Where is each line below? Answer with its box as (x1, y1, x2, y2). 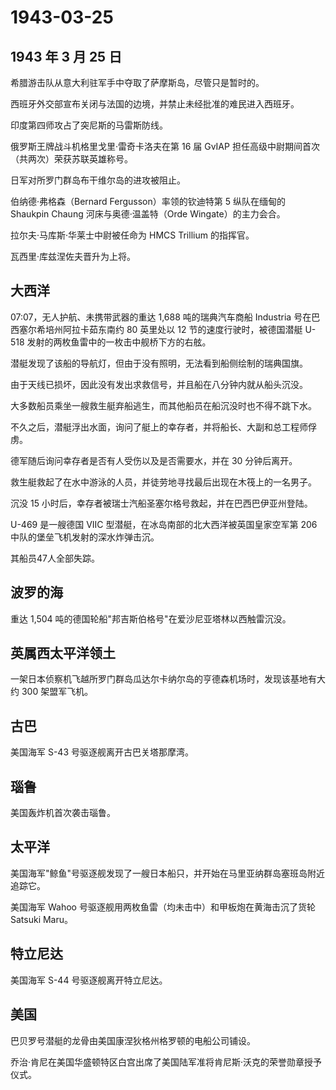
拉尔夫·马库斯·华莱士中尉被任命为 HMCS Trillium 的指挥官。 (10, 229, 255, 241)
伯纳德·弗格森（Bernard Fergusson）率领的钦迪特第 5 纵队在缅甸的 (10, 196, 286, 207)
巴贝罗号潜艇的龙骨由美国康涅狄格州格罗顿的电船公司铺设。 (10, 1034, 256, 1046)
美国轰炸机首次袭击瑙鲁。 (10, 807, 116, 819)
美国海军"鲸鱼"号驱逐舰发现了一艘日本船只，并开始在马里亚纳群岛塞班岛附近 (10, 867, 326, 879)
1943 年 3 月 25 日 (10, 48, 123, 65)
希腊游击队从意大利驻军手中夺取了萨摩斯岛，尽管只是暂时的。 (10, 77, 265, 88)
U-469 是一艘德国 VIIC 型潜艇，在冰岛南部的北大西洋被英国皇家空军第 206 (10, 518, 318, 530)
